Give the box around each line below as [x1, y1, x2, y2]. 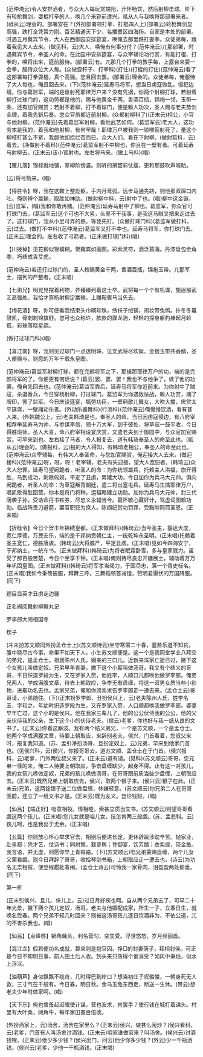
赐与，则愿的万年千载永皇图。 [16, 355, 91, 362]
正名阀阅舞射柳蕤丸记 [6, 603, 59, 610]
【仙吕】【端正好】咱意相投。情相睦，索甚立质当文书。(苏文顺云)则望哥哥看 [6, 806, 193, 812]
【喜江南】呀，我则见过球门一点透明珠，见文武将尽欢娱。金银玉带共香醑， [6, 347, 192, 355]
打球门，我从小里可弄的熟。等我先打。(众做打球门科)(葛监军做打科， [22, 218, 192, 225]
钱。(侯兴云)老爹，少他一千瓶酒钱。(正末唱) [6, 1044, 115, 1051]
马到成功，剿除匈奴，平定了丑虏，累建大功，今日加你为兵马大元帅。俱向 [16, 474, 197, 480]
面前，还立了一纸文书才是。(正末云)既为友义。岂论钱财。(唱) [6, 792, 157, 800]
